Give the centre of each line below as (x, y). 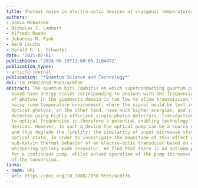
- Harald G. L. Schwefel (37, 50)
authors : (17, 17)
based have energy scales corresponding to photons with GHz (88, 94)
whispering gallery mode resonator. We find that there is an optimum (100, 149)
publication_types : (30, 66)
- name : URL (21, 171)
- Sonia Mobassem (27, 22)
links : (14, 165)
